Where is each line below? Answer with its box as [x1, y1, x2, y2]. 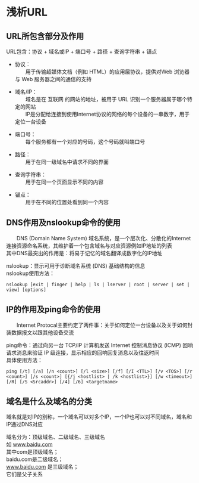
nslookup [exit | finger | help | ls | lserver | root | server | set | [6, 281, 190, 287]
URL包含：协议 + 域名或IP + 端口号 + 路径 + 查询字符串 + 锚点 [6, 48, 157, 55]
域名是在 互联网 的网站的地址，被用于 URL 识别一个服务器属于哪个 [25, 96, 187, 103]
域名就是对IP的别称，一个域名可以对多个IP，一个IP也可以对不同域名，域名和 [6, 413, 192, 420]
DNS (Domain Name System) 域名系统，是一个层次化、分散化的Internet [17, 234, 191, 241]
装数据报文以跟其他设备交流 [6, 329, 74, 336]
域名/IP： [14, 88, 37, 95]
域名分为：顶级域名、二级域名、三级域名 [6, 434, 105, 441]
